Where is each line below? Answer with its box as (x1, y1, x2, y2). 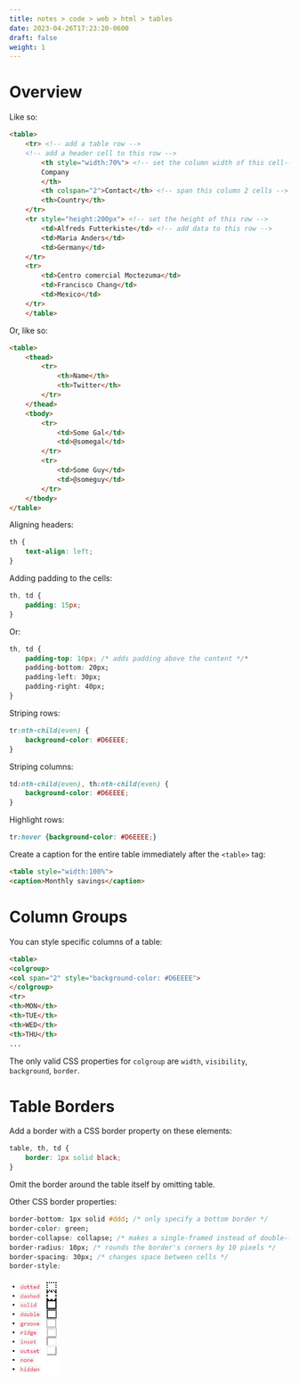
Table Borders (9, 1096, 116, 1116)
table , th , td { (9, 1144, 69, 1153)
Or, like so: (9, 325, 49, 336)
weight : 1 (9, 43, 46, 52)
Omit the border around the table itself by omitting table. (9, 1179, 215, 1190)
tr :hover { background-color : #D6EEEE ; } (9, 833, 158, 842)
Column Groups (9, 907, 128, 927)
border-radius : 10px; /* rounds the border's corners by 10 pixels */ (9, 1243, 277, 1252)
